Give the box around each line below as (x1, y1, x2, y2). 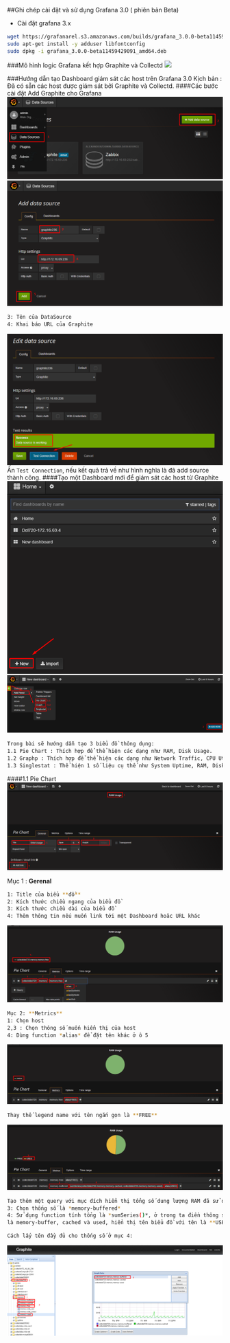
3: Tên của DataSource (7, 313, 72, 320)
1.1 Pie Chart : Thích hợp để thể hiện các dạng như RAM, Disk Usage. (7, 748, 213, 755)
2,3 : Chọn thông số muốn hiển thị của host (7, 1024, 136, 1031)
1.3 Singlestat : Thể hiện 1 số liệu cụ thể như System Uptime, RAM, (7, 763, 210, 769)
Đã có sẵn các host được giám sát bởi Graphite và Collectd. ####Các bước (7, 82, 218, 90)
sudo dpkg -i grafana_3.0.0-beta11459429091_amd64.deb (7, 47, 167, 54)
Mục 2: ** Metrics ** (7, 1010, 63, 1017)
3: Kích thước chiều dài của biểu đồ (7, 905, 115, 912)
